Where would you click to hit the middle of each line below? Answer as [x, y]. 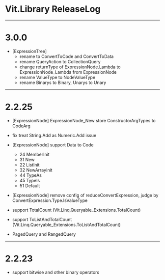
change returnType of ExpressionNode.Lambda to [70, 67]
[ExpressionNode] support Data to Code [53, 145]
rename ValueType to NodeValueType [57, 77]
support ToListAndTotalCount [42, 219]
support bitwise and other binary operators [56, 272]
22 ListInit [29, 165]
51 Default [30, 186]
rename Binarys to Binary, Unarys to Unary [63, 83]
